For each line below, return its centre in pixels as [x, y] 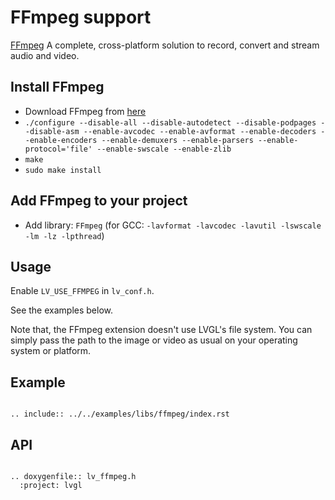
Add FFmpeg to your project [99, 201]
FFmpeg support [81, 17]
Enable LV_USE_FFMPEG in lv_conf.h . [82, 291]
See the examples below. [61, 310]
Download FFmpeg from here [85, 111]
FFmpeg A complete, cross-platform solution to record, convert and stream [165, 45]
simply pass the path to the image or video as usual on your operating [154, 340]
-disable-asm [52, 131]
